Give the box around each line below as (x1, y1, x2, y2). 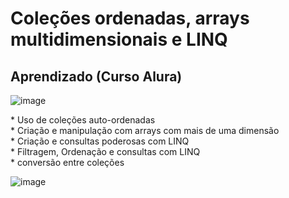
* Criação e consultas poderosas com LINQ (10, 135, 190, 147)
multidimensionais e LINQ (10, 28, 228, 51)
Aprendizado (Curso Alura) (10, 68, 183, 85)
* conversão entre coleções (10, 157, 125, 168)
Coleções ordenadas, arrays (10, 7, 250, 30)
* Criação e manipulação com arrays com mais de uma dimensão (10, 125, 280, 136)
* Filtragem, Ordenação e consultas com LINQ (10, 146, 201, 157)
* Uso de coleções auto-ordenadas (10, 114, 156, 126)
